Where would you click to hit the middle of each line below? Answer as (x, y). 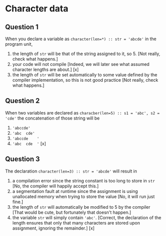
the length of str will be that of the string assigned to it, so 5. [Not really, (86, 54)
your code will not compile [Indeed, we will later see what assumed (81, 64)
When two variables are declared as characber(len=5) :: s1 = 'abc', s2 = (83, 113)
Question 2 (23, 101)
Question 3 (23, 159)
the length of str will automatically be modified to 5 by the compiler (81, 207)
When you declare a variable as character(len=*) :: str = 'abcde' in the (81, 39)
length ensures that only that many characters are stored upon (76, 223)
